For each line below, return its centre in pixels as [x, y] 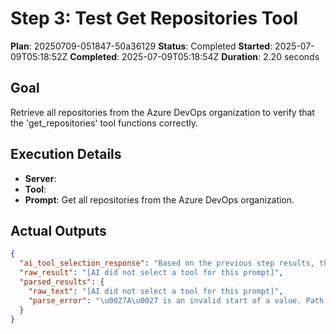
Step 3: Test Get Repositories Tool [154, 18]
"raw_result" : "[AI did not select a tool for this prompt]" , [151, 273]
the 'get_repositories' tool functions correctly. [104, 123]
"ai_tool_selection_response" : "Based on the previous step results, [167, 263]
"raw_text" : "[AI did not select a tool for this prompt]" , [156, 291]
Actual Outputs [58, 230]
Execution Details [66, 154]
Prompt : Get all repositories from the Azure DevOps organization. [159, 199]
